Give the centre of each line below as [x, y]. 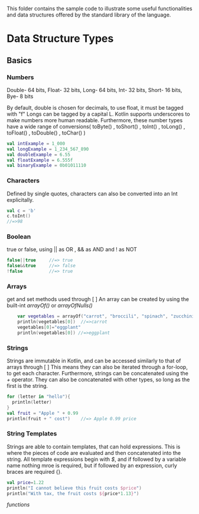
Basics [19, 60]
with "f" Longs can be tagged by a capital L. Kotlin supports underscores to [99, 114]
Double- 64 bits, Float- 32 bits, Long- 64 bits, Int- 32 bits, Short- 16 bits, [94, 90]
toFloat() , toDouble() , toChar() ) [46, 133]
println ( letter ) [32, 402]
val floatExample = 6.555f [40, 160]
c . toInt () [19, 216]
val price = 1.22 [25, 482]
